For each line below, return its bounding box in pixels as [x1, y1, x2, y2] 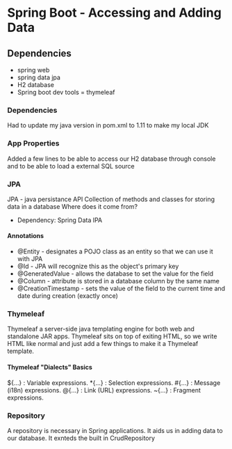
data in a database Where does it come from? [7, 202, 138, 210]
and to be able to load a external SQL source [7, 162, 135, 170]
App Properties [7, 139, 60, 148]
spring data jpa [17, 73, 61, 81]
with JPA [17, 255, 43, 263]
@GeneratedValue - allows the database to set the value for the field [17, 269, 214, 278]
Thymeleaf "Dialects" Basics [7, 363, 92, 371]
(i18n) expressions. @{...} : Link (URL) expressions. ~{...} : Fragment [7, 386, 201, 394]
